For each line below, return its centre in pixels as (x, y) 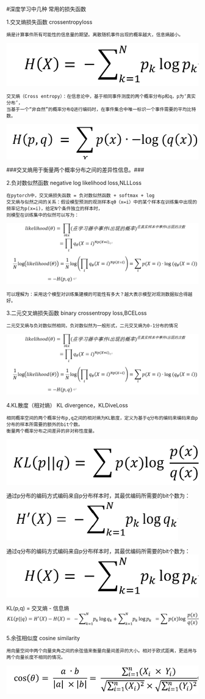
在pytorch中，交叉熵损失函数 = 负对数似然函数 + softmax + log (81, 195)
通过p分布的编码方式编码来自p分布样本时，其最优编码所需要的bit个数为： (98, 496)
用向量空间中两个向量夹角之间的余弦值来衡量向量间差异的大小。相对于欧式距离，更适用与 (102, 651)
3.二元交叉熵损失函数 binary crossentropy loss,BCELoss (77, 313)
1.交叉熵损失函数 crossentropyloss (49, 22)
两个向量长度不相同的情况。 (36, 657)
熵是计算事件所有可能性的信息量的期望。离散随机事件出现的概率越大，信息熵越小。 (95, 35)
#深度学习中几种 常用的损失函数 (46, 9)
